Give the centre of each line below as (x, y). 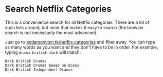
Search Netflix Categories (58, 9)
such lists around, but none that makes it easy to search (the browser (74, 27)
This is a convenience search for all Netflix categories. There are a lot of (77, 22)
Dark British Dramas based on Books (42, 65)
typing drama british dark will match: (43, 52)
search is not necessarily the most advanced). (51, 32)
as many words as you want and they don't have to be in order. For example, (81, 47)
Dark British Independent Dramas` (40, 69)
